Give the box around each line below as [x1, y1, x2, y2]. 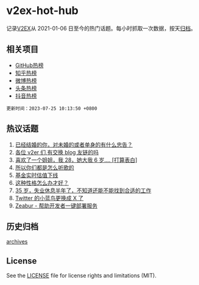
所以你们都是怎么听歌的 [15, 164, 74, 171]
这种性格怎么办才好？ [15, 179, 69, 186]
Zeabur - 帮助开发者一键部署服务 [15, 202, 98, 209]
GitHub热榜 [15, 62, 44, 69]
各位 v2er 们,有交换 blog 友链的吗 [15, 148, 99, 156]
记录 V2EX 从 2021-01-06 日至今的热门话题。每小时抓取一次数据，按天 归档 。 [6, 24, 197, 32]
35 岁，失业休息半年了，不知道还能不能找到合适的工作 [15, 187, 152, 194]
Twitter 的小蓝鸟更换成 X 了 [15, 194, 84, 201]
